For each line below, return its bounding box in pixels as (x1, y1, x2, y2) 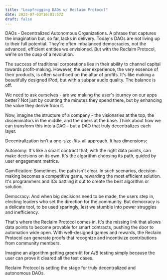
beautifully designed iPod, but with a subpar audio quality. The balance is (5, 77, 156, 83)
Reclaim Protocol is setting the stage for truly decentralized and (5, 265, 136, 271)
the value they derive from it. (5, 103, 64, 109)
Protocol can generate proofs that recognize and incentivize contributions (5, 235, 157, 241)
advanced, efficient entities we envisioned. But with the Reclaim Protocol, (5, 46, 156, 52)
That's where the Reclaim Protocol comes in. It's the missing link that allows (5, 219, 161, 225)
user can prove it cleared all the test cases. (5, 255, 94, 261)
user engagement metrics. (5, 158, 60, 164)
